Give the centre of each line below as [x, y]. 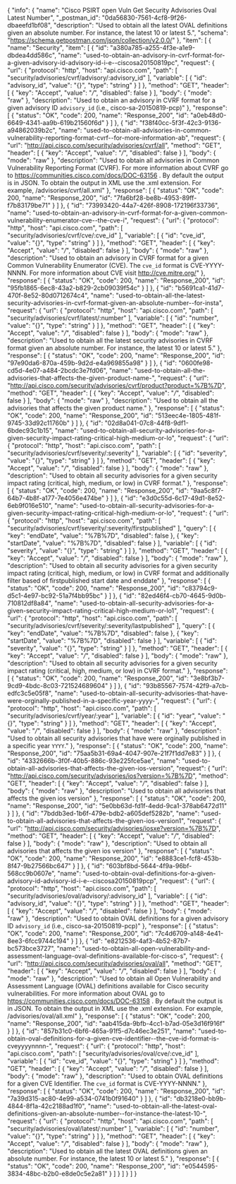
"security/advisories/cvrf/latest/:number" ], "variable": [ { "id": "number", [113, 318]
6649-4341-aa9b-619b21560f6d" [56, 123]
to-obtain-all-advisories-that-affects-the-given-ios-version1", [96, 821]
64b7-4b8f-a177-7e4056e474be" [56, 498]
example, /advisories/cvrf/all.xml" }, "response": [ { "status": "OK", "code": [116, 190]
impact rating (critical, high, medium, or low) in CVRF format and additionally [118, 573]
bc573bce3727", [31, 948]
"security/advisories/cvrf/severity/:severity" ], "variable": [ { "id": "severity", [117, 453]
